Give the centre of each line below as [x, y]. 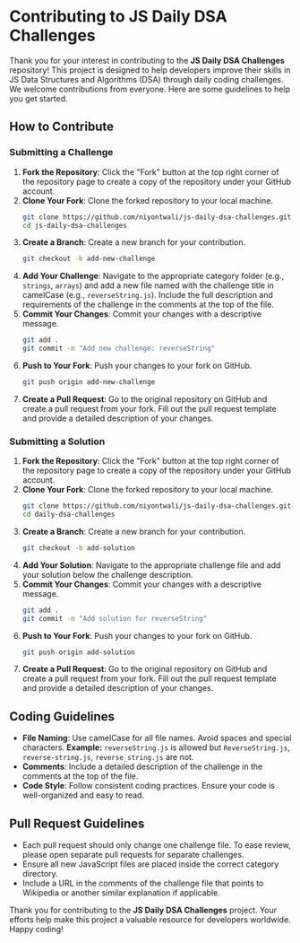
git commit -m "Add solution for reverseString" [115, 618]
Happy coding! [37, 930]
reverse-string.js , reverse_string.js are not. [108, 757]
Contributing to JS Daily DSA [118, 17]
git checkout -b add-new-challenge [89, 259]
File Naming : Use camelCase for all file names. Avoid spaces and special [157, 738]
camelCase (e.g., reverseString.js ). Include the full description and [147, 295]
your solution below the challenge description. [108, 574]
